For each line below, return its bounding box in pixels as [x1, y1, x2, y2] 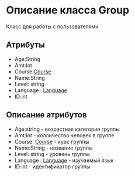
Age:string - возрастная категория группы [14, 126, 120, 133]
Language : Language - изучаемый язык [14, 157, 114, 164]
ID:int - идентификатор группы [14, 163, 91, 170]
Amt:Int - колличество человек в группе [14, 131, 115, 138]
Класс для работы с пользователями [6, 23, 99, 30]
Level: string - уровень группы [14, 150, 90, 157]
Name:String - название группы [14, 144, 93, 151]
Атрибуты [6, 40, 45, 50]
